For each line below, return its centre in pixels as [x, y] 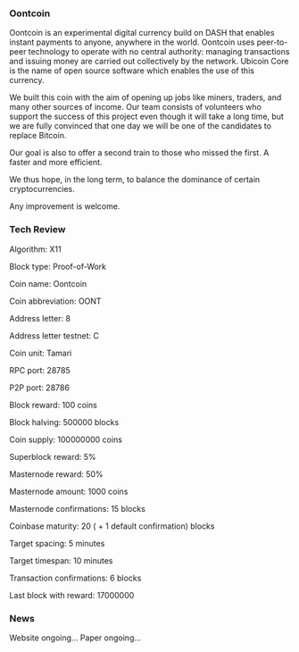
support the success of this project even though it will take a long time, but [146, 117]
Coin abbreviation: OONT [55, 301]
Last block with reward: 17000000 [72, 595]
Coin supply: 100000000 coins [66, 439]
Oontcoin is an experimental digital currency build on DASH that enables [142, 33]
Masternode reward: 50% [57, 474]
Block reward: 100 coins [54, 405]
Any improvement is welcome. [65, 206]
